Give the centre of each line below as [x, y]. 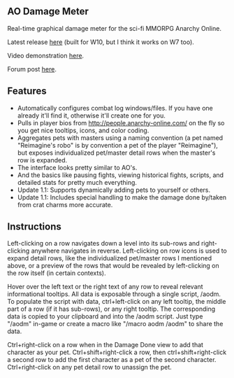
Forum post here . [32, 69]
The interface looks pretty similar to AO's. [77, 167]
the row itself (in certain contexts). [57, 273]
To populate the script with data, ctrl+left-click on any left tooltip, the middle [117, 302]
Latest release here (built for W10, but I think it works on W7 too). [101, 42]
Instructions [34, 227]
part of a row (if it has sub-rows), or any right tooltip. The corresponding [111, 309]
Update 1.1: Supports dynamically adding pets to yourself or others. [114, 190]
